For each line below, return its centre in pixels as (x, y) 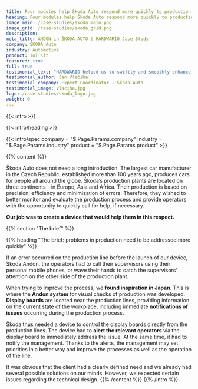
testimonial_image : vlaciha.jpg (46, 88)
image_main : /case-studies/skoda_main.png (59, 22)
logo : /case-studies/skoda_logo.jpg (51, 94)
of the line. (19, 355)
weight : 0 (18, 99)
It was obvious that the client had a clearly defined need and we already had (99, 367)
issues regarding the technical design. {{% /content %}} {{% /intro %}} (92, 379)
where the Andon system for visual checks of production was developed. (96, 294)
